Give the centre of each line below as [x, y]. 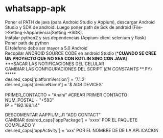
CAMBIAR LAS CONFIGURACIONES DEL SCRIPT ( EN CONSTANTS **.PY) [79, 69]
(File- [137, 27]
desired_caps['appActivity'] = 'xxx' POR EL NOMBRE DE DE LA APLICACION [82, 130]
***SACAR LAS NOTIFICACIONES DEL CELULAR [55, 64]
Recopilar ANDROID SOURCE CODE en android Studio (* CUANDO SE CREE [81, 53]
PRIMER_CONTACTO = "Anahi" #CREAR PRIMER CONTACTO [66, 95]
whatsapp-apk [35, 9]
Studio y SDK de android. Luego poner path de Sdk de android [68, 27]
